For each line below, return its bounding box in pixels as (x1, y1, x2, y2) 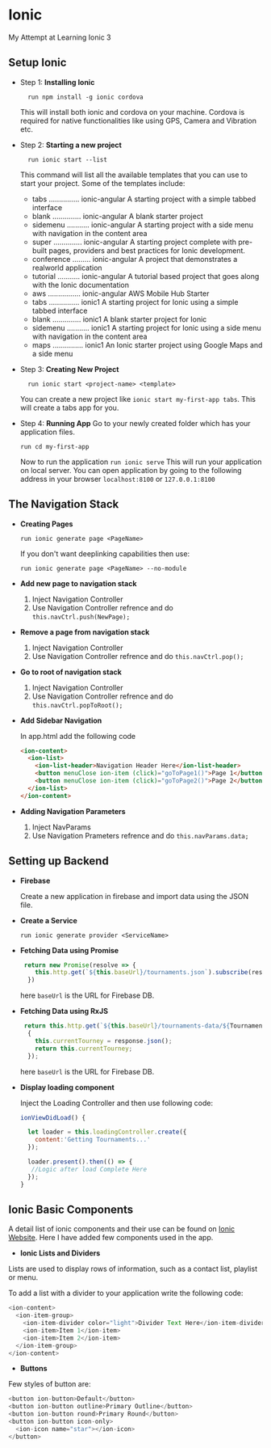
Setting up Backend (8, 855, 109, 868)
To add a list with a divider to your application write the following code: (8, 1288, 244, 1298)
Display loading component (19, 1082, 115, 1092)
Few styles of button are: (8, 1379, 91, 1389)
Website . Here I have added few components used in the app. (8, 1233, 214, 1243)
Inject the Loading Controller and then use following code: (19, 1098, 214, 1108)
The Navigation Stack (8, 497, 119, 511)
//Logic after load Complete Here (31, 1165, 148, 1173)
